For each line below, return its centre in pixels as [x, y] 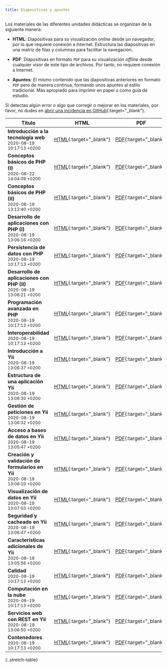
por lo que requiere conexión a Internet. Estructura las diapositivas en [83, 44]
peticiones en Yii [28, 412]
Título [29, 123]
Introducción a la [28, 131]
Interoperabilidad [29, 333]
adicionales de [25, 546]
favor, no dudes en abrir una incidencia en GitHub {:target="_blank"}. [75, 110]
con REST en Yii [27, 619]
